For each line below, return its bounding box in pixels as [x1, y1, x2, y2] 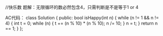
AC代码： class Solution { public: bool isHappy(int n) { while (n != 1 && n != [5, 15, 159, 21]
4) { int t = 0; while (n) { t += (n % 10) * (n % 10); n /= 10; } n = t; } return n [5, 20, 158, 26]
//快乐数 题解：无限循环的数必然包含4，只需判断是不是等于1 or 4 [5, 4, 139, 10]
